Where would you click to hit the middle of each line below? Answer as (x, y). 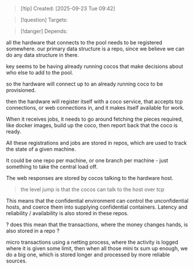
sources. (17, 261)
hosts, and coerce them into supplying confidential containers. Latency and (97, 207)
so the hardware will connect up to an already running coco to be (85, 84)
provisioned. (21, 90)
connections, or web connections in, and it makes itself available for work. (95, 108)
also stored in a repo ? (33, 231)
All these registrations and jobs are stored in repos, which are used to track (96, 143)
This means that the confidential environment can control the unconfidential (97, 201)
